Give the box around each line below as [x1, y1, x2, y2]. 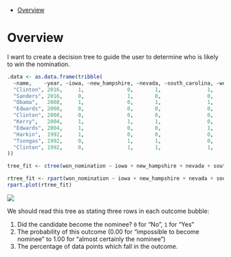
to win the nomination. [7, 60, 70, 68]
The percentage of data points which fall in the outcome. [16, 242, 178, 250]
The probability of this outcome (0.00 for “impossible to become [16, 227, 199, 236]
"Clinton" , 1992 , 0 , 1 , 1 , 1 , [13, 144, 214, 151]
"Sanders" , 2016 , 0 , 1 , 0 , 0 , [13, 92, 214, 99]
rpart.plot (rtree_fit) [7, 182, 72, 189]
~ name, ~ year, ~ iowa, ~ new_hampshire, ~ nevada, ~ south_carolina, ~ [13, 79, 220, 87]
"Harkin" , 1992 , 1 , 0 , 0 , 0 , [13, 131, 214, 138]
